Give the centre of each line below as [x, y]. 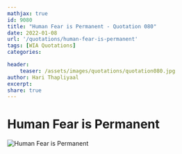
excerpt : [20, 84]
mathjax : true [28, 13]
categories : [24, 52]
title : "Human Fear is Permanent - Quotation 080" [82, 26]
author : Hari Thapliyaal [43, 77]
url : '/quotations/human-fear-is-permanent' [73, 39]
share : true [24, 90]
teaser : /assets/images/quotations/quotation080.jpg [98, 71]
